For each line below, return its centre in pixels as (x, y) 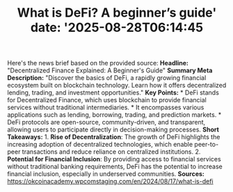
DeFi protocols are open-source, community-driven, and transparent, (106, 122)
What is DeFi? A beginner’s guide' (117, 13)
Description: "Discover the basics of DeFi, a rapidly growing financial (107, 78)
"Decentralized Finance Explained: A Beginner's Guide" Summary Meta (110, 70)
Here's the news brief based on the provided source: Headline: (98, 63)
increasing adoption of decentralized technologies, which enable (100, 145)
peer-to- (207, 145)
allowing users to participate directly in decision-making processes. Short (113, 129)
